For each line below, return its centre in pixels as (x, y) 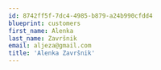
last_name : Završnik (43, 38)
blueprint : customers (45, 23)
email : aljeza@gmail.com (50, 46)
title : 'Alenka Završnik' (52, 53)
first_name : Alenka (41, 31)
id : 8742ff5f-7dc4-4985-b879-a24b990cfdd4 (80, 16)
